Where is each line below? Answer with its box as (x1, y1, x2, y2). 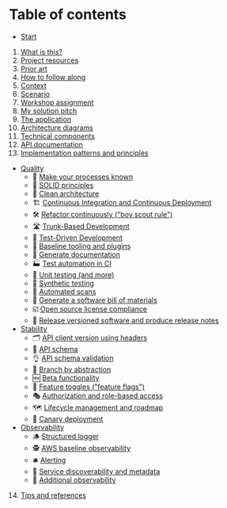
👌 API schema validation (32, 353, 114, 362)
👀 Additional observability (32, 475, 116, 484)
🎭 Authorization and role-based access (32, 391, 163, 400)
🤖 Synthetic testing (32, 278, 94, 288)
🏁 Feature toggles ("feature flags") (32, 382, 146, 392)
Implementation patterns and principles (20, 148, 149, 158)
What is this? (20, 47, 62, 56)
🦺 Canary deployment (32, 414, 104, 423)
